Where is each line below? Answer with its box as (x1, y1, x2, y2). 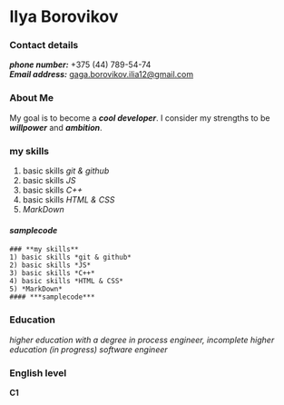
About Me (9, 92, 54, 104)
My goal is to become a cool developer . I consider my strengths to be (9, 112, 270, 123)
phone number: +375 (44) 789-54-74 (9, 59, 152, 70)
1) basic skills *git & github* (9, 252, 132, 262)
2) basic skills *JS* (9, 261, 92, 270)
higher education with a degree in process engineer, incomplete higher (9, 334, 275, 345)
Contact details (9, 39, 79, 52)
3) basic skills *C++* (9, 269, 95, 278)
